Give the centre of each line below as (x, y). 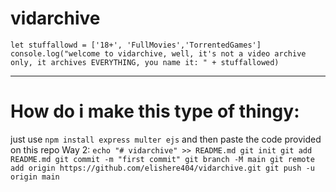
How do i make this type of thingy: (155, 111)
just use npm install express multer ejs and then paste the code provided (166, 139)
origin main (35, 177)
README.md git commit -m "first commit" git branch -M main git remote (162, 159)
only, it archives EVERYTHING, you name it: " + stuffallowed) (145, 62)
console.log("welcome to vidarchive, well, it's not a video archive (158, 53)
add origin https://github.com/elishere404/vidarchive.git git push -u (162, 168)
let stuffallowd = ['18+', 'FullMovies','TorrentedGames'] (136, 45)
